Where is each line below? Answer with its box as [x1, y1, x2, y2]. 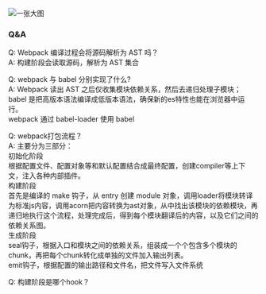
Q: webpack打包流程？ [8, 131, 83, 141]
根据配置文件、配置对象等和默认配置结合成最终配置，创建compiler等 [8, 161, 232, 171]
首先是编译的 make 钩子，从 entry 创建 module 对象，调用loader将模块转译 [8, 191, 253, 200]
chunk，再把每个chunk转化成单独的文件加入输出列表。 [8, 250, 188, 260]
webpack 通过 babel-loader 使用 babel [8, 114, 135, 124]
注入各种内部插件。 [21, 171, 85, 180]
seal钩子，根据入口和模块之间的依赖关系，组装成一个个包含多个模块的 [8, 241, 237, 250]
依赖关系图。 [8, 221, 50, 230]
